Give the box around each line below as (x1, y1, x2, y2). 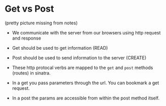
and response (12, 35, 41, 41)
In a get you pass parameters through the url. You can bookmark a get (12, 80, 159, 86)
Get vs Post (5, 3, 54, 15)
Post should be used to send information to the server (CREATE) (12, 54, 147, 61)
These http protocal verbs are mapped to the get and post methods (12, 64, 153, 70)
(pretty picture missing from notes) (5, 20, 78, 26)
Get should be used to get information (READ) (12, 45, 108, 51)
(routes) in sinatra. (12, 69, 51, 76)
